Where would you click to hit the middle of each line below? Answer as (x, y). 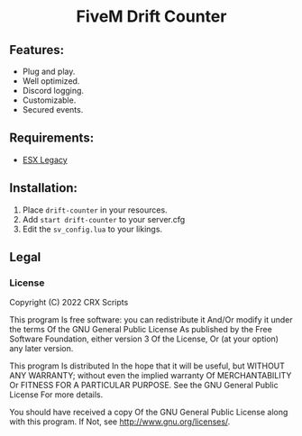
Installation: (44, 188)
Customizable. (49, 100)
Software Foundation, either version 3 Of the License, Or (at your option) (144, 339)
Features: (37, 50)
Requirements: (52, 138)
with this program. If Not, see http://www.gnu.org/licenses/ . (120, 422)
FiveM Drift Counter (151, 17)
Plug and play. (49, 71)
